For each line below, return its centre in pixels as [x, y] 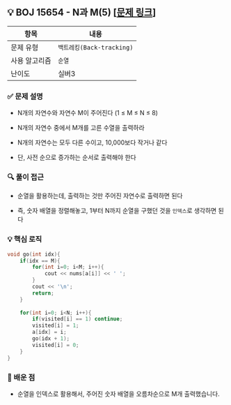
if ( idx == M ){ [40, 260]
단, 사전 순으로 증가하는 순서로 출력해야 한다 [77, 157]
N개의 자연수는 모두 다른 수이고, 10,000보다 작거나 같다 [92, 142]
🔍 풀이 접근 [25, 177]
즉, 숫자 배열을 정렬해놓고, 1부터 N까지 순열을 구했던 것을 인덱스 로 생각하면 [117, 211]
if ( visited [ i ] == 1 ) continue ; [78, 319]
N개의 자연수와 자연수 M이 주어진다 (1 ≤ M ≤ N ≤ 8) [88, 113]
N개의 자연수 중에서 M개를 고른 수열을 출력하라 [81, 128]
